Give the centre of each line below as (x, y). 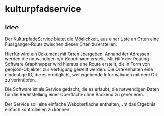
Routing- (142, 59)
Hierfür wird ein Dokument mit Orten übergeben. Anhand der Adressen (77, 54)
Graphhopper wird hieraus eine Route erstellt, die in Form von (87, 64)
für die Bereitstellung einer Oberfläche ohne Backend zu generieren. (75, 95)
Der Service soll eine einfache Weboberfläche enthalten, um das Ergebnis (80, 104)
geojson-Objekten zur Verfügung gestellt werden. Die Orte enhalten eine (79, 69)
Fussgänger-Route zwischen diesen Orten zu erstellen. (61, 44)
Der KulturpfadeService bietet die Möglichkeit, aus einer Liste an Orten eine (82, 39)
